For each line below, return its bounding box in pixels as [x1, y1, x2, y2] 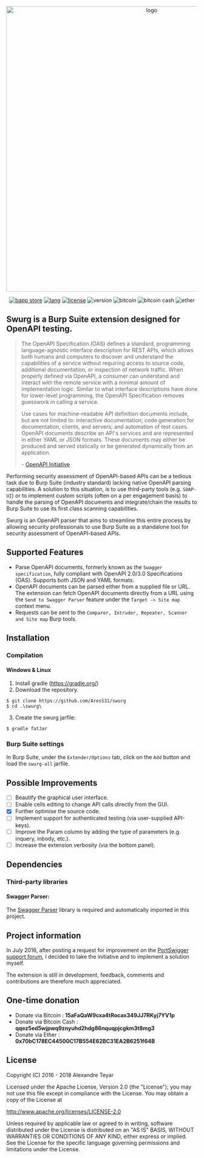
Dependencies [6, 860, 63, 870]
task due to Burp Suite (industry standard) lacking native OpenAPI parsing [6, 479, 191, 486]
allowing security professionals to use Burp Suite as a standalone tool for [6, 523, 189, 530]
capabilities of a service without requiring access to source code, [21, 359, 185, 367]
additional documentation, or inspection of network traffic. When [21, 365, 183, 373]
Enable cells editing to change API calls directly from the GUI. [15, 801, 169, 808]
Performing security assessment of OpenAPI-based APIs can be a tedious [6, 472, 192, 479]
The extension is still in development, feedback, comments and [6, 971, 165, 978]
